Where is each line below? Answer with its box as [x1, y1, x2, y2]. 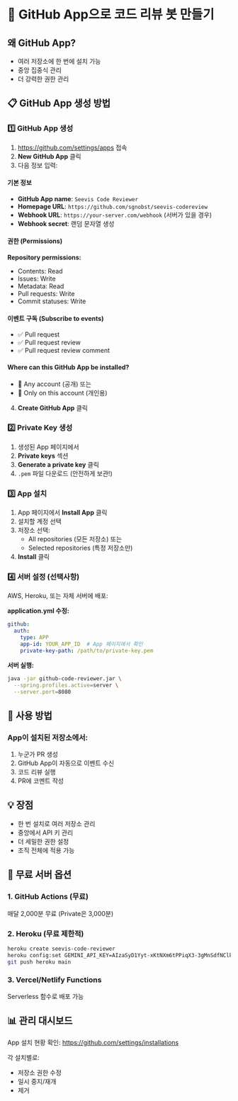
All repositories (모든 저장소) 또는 [28, 535, 123, 543]
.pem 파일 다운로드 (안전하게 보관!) [17, 469, 113, 478]
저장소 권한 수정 [17, 1068, 62, 1077]
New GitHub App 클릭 [17, 152, 81, 160]
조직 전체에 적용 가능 [17, 846, 75, 854]
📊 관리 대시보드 [7, 1015, 73, 1027]
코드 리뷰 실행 [17, 768, 56, 777]
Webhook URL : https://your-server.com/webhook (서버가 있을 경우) [17, 210, 212, 219]
